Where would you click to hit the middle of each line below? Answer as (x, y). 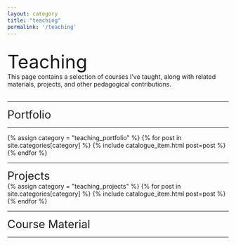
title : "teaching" (34, 20)
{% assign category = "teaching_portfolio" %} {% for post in (94, 138)
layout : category (33, 14)
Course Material (49, 225)
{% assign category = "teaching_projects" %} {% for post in (94, 187)
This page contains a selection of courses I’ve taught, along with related (112, 77)
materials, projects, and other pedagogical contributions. (90, 84)
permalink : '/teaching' (42, 27)
